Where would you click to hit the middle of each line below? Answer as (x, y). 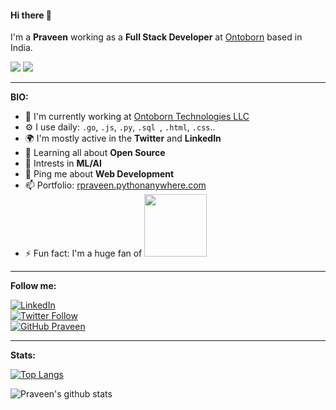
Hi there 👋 (31, 15)
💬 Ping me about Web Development (99, 174)
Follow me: (33, 286)
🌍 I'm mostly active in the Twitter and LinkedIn (123, 138)
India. (21, 48)
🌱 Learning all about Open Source (95, 153)
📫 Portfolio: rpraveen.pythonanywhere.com (115, 185)
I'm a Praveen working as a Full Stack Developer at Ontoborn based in (156, 37)
